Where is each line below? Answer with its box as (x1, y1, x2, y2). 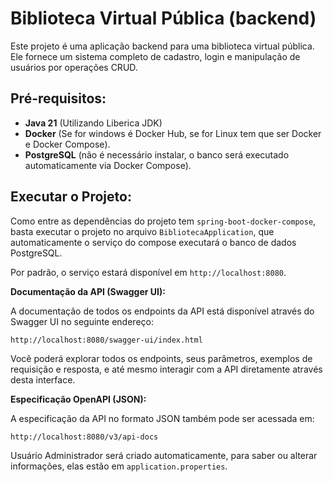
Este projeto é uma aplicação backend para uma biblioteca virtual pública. (10, 40, 315, 52)
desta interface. (10, 373, 76, 386)
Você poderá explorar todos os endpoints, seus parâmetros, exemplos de (10, 352, 313, 364)
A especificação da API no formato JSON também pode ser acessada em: (10, 412, 315, 424)
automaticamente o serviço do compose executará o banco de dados (10, 236, 297, 248)
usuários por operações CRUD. (10, 61, 138, 73)
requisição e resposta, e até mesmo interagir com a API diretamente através (10, 363, 323, 375)
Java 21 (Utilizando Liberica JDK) (24, 117, 163, 129)
